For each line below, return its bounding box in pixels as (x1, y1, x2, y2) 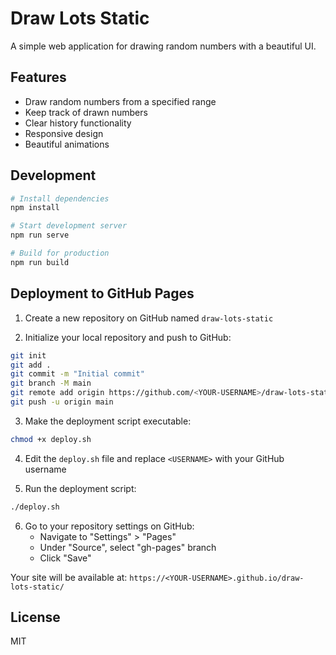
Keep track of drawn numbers (24, 106, 148, 118)
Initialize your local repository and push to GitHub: (24, 331, 232, 343)
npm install (10, 203, 60, 213)
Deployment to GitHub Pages (10, 285, 195, 302)
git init (10, 350, 47, 361)
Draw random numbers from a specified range (24, 95, 217, 107)
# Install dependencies (10, 193, 110, 204)
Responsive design (24, 127, 104, 139)
